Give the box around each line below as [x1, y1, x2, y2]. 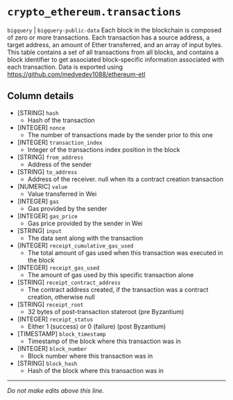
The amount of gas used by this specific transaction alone [27, 270, 194, 279]
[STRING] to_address [17, 167, 78, 175]
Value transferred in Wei [27, 189, 97, 198]
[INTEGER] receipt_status [17, 315, 94, 323]
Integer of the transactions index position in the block [27, 145, 180, 154]
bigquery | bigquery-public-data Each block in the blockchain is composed [7, 26, 222, 34]
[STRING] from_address [17, 153, 84, 161]
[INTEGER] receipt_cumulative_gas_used [17, 241, 134, 250]
